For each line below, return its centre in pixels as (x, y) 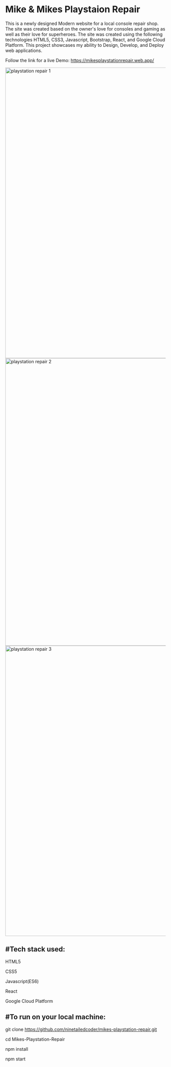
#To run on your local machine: (55, 1017)
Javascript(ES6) (22, 981)
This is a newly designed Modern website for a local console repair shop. (82, 23)
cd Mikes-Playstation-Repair (35, 1039)
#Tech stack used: (35, 949)
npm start (16, 1059)
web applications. (24, 50)
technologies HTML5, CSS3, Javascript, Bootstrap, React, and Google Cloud (85, 40)
